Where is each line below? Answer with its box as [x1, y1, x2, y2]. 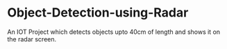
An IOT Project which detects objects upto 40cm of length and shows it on [7, 28, 221, 36]
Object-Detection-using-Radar [7, 5, 189, 21]
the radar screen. [7, 35, 57, 43]
